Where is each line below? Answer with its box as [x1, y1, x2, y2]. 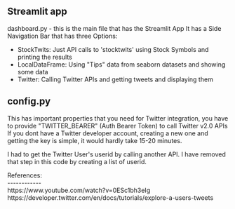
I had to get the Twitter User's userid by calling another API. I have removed [7, 150, 227, 159]
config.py [7, 95, 51, 107]
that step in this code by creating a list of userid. [7, 157, 147, 166]
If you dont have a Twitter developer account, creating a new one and [7, 129, 208, 137]
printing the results [17, 53, 72, 61]
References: [7, 171, 42, 180]
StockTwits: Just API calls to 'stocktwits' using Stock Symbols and [17, 45, 209, 53]
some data [17, 67, 48, 76]
